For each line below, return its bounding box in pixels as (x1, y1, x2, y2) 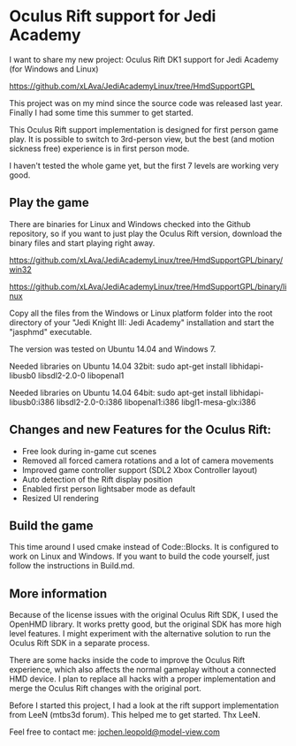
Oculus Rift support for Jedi (9, 6, 216, 27)
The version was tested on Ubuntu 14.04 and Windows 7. (9, 343, 216, 354)
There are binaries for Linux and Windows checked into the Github (9, 218, 251, 229)
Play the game (9, 195, 90, 210)
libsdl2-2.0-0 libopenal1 (38, 369, 125, 381)
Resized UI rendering (21, 492, 99, 503)
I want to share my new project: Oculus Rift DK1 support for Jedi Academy (9, 54, 279, 65)
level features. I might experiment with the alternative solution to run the (9, 628, 271, 639)
